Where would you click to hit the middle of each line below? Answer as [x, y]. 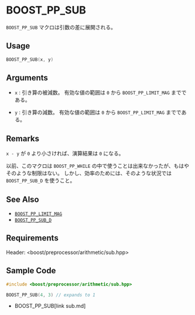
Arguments [27, 78]
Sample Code [31, 271]
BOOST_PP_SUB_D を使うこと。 [41, 181]
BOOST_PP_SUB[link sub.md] [50, 306]
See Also [23, 199]
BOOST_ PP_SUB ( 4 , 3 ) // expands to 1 [51, 295]
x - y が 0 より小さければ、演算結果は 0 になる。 [65, 154]
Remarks [23, 138]
